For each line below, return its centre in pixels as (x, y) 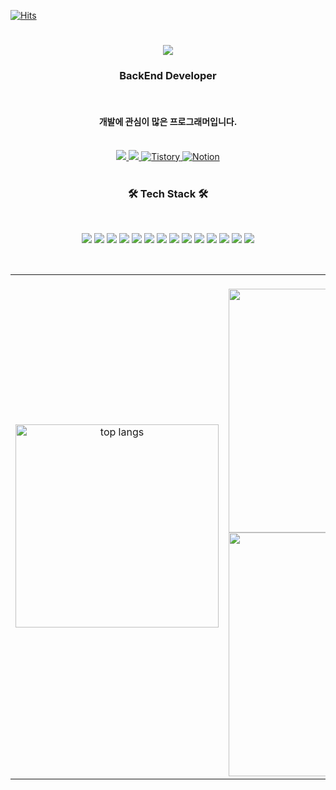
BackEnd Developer (168, 76)
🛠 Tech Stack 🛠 (168, 193)
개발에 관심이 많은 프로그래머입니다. (168, 122)
